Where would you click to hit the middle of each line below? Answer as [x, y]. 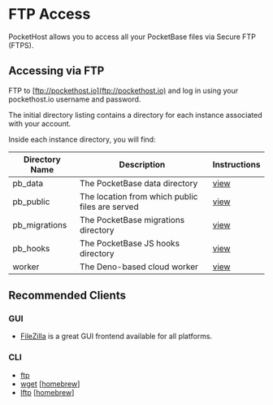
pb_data [28, 183]
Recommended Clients [67, 296]
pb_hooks [31, 248]
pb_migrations [40, 224]
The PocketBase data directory [139, 183]
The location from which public [139, 196]
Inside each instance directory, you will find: [82, 139]
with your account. [40, 124]
